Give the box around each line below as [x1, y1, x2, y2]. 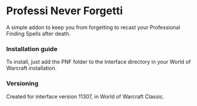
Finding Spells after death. [6, 30, 71, 37]
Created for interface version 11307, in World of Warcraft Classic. [6, 93, 165, 100]
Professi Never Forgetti [6, 4, 123, 18]
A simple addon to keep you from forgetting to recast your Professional [6, 24, 180, 31]
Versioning [6, 79, 39, 88]
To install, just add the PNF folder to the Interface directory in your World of [6, 58, 191, 66]
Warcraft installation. [6, 65, 57, 72]
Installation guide [6, 44, 58, 53]
